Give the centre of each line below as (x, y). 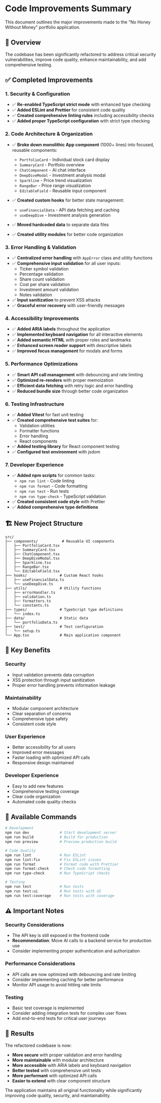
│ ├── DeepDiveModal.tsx (32, 559)
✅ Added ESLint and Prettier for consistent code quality (69, 110)
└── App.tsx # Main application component (63, 635)
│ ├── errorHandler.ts (30, 593)
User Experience (25, 736)
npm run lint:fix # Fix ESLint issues (53, 859)
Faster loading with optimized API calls (51, 757)
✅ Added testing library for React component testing (66, 446)
